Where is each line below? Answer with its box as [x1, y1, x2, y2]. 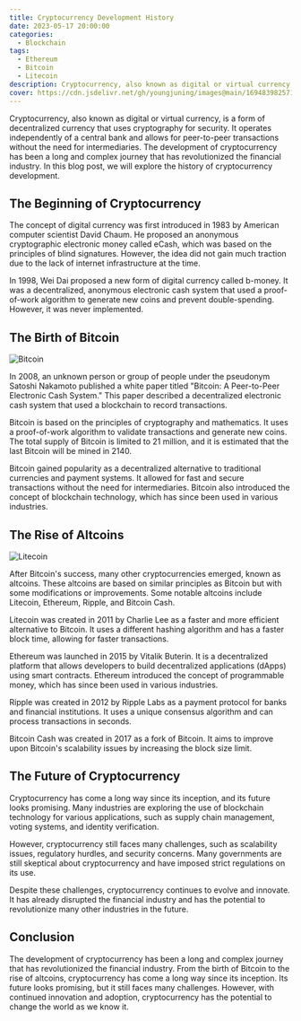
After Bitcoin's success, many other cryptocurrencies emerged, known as [9, 568, 281, 579]
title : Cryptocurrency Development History [9, 13, 175, 22]
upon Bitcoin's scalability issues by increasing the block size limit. [9, 742, 253, 754]
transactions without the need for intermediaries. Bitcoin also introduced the [9, 482, 291, 493]
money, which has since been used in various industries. [9, 679, 219, 690]
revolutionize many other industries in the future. [9, 903, 189, 914]
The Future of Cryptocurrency [9, 769, 181, 784]
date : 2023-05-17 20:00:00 [9, 22, 110, 31]
